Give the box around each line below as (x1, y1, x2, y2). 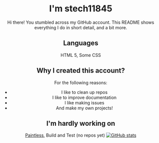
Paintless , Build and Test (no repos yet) (25, 132, 106, 139)
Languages (63, 39, 99, 48)
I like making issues (64, 99, 105, 105)
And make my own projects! (56, 105, 113, 111)
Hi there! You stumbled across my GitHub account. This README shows (7, 19, 155, 25)
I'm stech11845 (49, 3, 112, 14)
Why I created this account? (36, 66, 125, 75)
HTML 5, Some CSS (60, 52, 101, 58)
